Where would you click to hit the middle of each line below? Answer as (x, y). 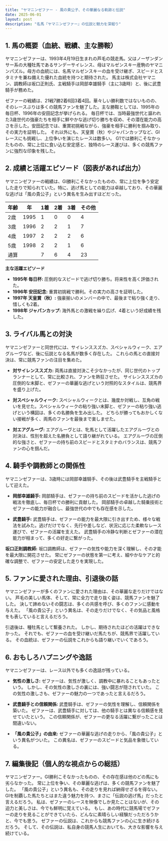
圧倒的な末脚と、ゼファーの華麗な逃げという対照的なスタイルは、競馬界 (87, 383)
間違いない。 (26, 723)
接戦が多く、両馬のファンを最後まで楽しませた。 (67, 419)
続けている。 (18, 833)
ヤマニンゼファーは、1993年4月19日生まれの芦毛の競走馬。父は (71, 59)
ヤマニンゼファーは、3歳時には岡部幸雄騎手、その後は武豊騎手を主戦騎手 (81, 479)
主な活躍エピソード (25, 268)
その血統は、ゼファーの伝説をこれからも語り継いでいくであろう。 (83, 640)
